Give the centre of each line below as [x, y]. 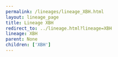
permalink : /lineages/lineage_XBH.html [55, 12]
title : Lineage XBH [30, 23]
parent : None [22, 39]
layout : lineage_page [32, 17]
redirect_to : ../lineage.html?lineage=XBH [59, 28]
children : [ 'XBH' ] [28, 45]
